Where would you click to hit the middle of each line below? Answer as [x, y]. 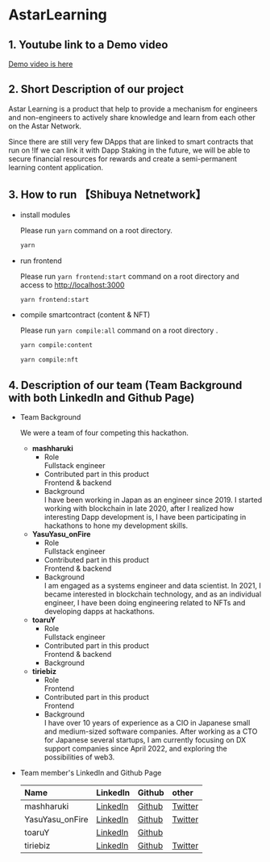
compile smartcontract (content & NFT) [85, 315]
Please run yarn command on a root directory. [96, 230]
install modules [45, 215]
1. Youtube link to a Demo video [88, 45]
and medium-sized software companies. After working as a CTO [151, 731]
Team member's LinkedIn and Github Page [91, 772]
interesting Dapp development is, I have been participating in [145, 517]
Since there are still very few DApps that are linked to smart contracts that [131, 141]
